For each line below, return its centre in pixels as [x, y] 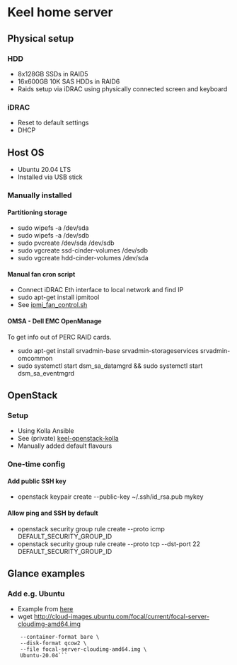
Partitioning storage [37, 212]
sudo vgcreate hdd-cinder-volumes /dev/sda [83, 258]
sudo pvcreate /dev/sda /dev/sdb [66, 243]
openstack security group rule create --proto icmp [91, 528]
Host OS [26, 152]
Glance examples [46, 573]
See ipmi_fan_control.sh [52, 305]
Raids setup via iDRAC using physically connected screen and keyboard [122, 88]
